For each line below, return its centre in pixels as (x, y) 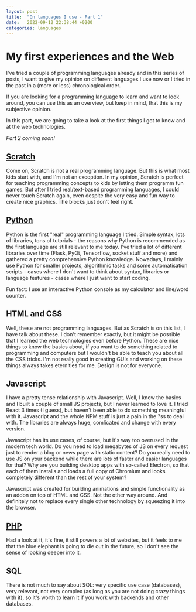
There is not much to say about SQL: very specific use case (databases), (94, 585)
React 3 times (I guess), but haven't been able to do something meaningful (96, 410)
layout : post (22, 11)
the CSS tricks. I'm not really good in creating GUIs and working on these (94, 359)
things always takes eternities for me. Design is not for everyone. (84, 365)
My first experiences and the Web (90, 57)
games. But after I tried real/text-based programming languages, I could (93, 189)
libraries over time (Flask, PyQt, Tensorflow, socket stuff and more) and (92, 253)
